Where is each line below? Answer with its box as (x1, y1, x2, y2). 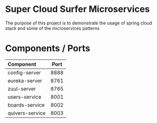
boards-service (7, 101, 45, 108)
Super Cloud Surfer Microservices (5, 3, 150, 15)
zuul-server (7, 85, 36, 92)
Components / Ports (5, 43, 91, 54)
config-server (7, 69, 41, 76)
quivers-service (7, 110, 46, 117)
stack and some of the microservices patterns (5, 25, 100, 31)
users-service (7, 93, 41, 100)
